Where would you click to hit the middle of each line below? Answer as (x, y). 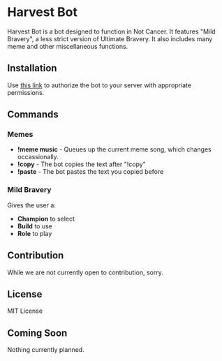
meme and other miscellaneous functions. (68, 46)
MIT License (25, 311)
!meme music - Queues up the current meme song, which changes (114, 149)
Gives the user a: (31, 205)
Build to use (35, 226)
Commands (33, 115)
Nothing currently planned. (46, 350)
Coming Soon (37, 333)
